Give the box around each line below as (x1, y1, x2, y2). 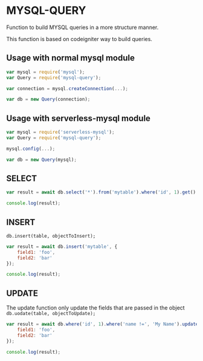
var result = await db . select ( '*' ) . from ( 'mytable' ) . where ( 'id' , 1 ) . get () (6, 189, 196, 195)
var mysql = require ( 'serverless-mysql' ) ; (6, 129, 115, 135)
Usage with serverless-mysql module (6, 113, 151, 123)
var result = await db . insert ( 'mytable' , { (6, 243, 118, 250)
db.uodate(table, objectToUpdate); (6, 311, 96, 317)
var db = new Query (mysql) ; (6, 157, 77, 163)
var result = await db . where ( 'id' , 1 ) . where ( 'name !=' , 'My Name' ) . (6, 321, 182, 327)
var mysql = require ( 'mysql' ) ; (6, 69, 85, 75)
